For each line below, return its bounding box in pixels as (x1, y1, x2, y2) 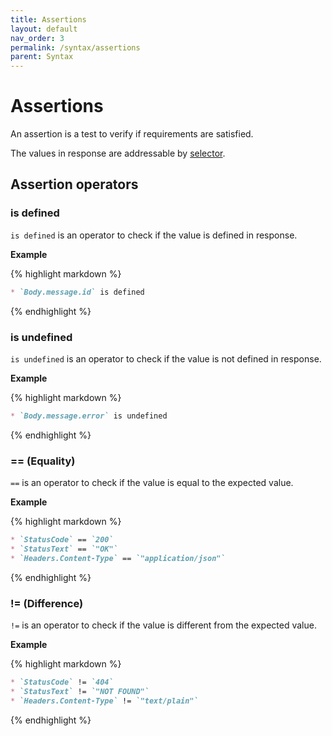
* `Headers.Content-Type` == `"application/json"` (10, 553, 226, 563)
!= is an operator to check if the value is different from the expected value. (10, 619, 317, 631)
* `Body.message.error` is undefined (10, 411, 168, 421)
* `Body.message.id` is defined (10, 287, 145, 297)
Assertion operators (10, 176, 139, 193)
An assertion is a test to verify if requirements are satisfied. (10, 128, 254, 140)
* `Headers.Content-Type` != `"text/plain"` (10, 696, 199, 706)
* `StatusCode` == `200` (10, 535, 114, 545)
